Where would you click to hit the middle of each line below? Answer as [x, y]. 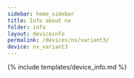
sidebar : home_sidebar [41, 14]
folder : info [27, 27]
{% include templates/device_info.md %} [67, 67]
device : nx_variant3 [38, 47]
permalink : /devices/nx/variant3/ [58, 40]
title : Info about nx [39, 21]
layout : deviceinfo [36, 34]
